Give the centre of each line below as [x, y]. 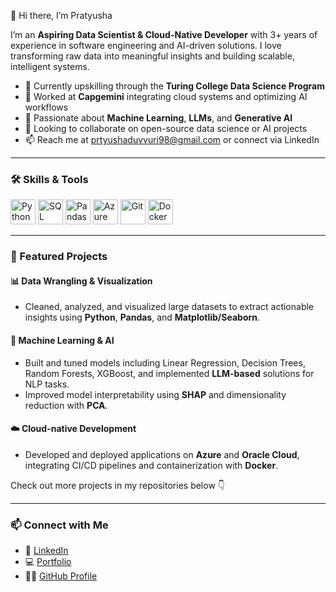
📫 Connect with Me [59, 525]
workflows [46, 107]
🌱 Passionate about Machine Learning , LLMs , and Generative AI [158, 118]
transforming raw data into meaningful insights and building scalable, [152, 56]
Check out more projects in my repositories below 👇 [117, 485]
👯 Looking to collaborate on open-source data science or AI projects [166, 128]
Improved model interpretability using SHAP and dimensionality [155, 394]
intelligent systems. [50, 66]
